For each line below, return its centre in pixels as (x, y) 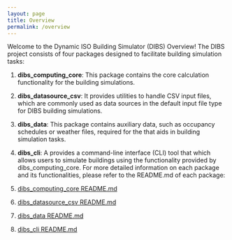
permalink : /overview (39, 27)
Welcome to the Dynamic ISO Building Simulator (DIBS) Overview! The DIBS (116, 47)
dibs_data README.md (50, 216)
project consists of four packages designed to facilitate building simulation (115, 54)
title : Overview (31, 20)
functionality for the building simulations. (76, 83)
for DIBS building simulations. (60, 111)
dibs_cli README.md (47, 230)
